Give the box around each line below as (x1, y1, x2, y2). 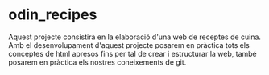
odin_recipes (8, 6, 97, 24)
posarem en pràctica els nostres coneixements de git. (8, 57, 187, 67)
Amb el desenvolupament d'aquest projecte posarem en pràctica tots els (8, 40, 250, 49)
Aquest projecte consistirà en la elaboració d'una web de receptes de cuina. (8, 32, 262, 41)
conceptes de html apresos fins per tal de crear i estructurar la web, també (8, 49, 258, 58)
